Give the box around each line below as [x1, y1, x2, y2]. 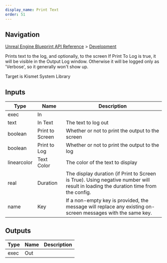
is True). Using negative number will [66, 176, 150, 183]
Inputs [5, 88, 26, 96]
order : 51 [5, 12, 26, 17]
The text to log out [66, 119, 109, 126]
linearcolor [7, 159, 33, 166]
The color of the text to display [66, 159, 138, 166]
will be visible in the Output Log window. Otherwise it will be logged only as [5, 58, 160, 65]
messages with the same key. [83, 210, 153, 217]
